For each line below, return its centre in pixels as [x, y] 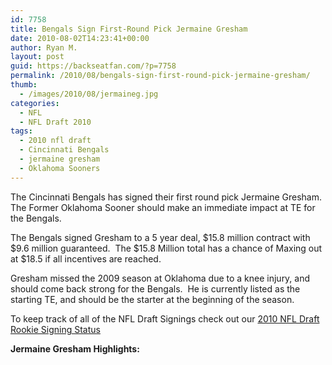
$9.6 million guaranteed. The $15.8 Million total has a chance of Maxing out [166, 248]
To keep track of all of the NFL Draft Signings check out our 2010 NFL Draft [165, 318]
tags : [21, 131]
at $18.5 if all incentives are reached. [86, 258]
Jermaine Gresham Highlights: [75, 348]
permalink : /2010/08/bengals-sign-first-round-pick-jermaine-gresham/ [160, 76]
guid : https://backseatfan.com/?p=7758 [93, 66]
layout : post [37, 57]
